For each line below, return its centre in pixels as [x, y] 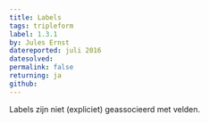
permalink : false [42, 68]
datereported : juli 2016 [55, 51]
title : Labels [36, 17]
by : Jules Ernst [39, 42]
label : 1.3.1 [33, 34]
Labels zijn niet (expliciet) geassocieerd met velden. [105, 109]
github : [24, 84]
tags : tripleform [42, 26]
